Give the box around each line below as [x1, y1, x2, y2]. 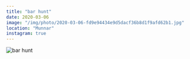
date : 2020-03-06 [6, 14, 49, 20]
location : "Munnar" [6, 25, 55, 31]
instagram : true [6, 31, 46, 37]
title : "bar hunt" [6, 8, 52, 15]
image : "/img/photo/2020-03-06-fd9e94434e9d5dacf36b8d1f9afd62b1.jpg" [6, 19, 185, 25]
